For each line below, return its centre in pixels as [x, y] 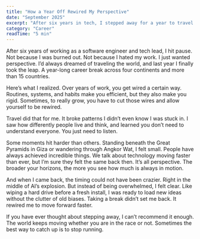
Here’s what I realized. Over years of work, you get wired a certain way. [94, 88]
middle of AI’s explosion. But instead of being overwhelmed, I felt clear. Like [99, 186]
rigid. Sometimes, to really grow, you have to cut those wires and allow [93, 101]
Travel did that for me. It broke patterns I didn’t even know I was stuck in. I [97, 119]
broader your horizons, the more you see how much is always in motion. [95, 168]
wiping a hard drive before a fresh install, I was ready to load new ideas [94, 192]
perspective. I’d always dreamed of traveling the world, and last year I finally [100, 64]
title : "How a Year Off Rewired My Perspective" [68, 12]
